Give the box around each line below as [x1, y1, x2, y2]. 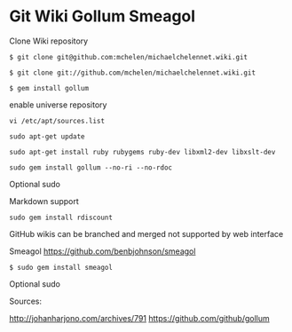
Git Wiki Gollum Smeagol [9, 6, 196, 27]
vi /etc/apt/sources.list [9, 116, 105, 125]
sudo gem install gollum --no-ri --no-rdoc [9, 162, 173, 172]
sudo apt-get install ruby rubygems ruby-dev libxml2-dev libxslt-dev [9, 147, 276, 156]
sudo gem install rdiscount [9, 213, 114, 222]
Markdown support [9, 195, 80, 206]
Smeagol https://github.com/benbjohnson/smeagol [9, 246, 196, 257]
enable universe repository [9, 99, 107, 110]
